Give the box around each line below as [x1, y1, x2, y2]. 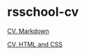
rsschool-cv [7, 4, 79, 20]
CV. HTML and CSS [7, 40, 63, 48]
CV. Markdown [7, 27, 50, 35]
